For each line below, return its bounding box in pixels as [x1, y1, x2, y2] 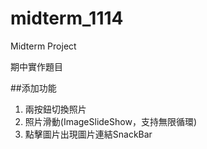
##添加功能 [10, 82, 57, 94]
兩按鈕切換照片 [24, 103, 87, 115]
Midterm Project [10, 40, 77, 52]
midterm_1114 [10, 7, 124, 30]
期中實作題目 [10, 60, 63, 72]
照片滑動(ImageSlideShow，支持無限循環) [24, 115, 197, 127]
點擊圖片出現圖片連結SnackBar [24, 128, 153, 140]
